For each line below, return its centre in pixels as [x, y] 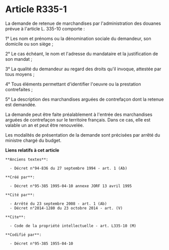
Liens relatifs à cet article [32, 150]
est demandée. [21, 104]
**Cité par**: [20, 195]
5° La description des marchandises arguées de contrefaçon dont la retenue [84, 99]
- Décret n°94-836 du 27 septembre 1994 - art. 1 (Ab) [69, 168]
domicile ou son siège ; [29, 44]
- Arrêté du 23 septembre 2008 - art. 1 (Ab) [59, 203]
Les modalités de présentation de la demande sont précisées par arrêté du [83, 135]
